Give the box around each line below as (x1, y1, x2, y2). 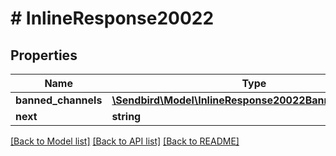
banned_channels (15, 93, 103, 107)
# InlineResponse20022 (10, 7, 215, 30)
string (111, 110, 142, 123)
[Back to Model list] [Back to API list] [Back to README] (10, 135, 240, 147)
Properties (10, 47, 78, 64)
